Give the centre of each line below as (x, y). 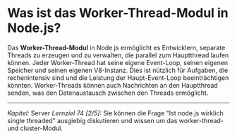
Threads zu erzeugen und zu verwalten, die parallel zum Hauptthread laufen (118, 55)
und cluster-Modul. (35, 128)
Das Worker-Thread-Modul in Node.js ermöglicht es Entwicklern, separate (116, 47)
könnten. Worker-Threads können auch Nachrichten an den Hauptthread (113, 85)
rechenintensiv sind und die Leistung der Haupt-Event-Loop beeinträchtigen (118, 77)
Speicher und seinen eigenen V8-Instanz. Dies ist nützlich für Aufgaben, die (118, 70)
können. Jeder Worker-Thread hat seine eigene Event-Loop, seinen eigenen (118, 62)
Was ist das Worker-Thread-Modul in (118, 13)
